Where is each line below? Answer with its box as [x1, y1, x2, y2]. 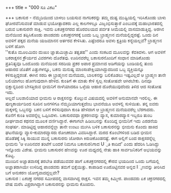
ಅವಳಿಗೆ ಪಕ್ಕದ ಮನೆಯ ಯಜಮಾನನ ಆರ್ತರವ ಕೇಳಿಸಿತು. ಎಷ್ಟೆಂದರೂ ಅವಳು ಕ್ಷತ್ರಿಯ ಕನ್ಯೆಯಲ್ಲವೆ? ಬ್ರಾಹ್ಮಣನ [5, 38, 162, 43]
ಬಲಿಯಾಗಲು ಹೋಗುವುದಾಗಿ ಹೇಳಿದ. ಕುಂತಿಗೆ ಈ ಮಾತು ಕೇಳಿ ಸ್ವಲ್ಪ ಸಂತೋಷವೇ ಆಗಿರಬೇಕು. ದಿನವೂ [5, 78, 152, 84]
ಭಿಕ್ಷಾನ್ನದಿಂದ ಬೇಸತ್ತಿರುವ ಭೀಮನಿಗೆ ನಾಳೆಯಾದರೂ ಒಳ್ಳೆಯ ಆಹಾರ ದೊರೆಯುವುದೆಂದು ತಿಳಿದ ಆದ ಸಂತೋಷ [5, 84, 162, 89]
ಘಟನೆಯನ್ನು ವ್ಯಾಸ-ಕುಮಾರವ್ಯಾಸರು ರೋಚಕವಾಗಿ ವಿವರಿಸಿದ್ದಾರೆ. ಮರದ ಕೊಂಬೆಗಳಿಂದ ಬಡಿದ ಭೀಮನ [5, 130, 152, 135]
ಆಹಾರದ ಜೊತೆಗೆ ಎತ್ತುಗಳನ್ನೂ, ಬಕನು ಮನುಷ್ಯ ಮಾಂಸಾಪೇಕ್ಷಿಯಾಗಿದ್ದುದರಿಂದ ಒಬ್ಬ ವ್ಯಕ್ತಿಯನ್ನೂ [5, 66, 144, 72]
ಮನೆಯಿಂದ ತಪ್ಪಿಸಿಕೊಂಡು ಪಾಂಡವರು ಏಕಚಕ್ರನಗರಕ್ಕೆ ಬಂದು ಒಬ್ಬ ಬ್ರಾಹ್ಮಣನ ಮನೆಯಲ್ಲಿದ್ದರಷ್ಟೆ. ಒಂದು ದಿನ [5, 32, 158, 38]
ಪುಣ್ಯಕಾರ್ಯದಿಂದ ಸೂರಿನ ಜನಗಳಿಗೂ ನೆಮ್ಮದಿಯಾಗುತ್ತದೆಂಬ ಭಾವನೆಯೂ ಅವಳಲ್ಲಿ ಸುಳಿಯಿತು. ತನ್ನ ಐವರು [5, 101, 159, 107]
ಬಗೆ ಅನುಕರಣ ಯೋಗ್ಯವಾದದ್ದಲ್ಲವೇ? [5, 170, 60, 176]
